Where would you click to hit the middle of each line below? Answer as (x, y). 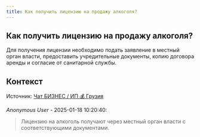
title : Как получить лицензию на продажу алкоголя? (72, 12)
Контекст (24, 81)
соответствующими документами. (65, 128)
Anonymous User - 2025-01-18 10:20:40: (57, 110)
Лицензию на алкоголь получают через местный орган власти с (103, 122)
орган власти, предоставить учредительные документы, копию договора (100, 57)
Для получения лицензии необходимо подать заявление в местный (93, 50)
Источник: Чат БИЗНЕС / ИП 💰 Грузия (55, 96)
